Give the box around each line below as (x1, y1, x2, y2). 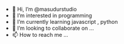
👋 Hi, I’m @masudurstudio (11, 6, 77, 12)
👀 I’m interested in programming (11, 12, 93, 19)
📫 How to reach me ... (11, 32, 68, 38)
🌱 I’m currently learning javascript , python (11, 18, 118, 25)
